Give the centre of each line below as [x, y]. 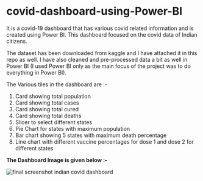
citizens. [17, 41]
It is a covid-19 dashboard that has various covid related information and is [100, 28]
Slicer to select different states [54, 122]
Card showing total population [53, 96]
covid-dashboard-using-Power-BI [94, 11]
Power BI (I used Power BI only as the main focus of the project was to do [98, 66]
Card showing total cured [47, 109]
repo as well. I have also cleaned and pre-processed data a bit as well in [97, 59]
